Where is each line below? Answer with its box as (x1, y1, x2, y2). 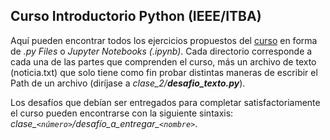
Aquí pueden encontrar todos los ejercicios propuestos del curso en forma (10, 34, 318, 46)
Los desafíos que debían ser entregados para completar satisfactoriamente (10, 96, 321, 108)
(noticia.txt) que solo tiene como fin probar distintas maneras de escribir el (10, 66, 318, 78)
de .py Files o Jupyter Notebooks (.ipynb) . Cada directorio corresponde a (10, 45, 313, 57)
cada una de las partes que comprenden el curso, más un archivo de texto (10, 55, 317, 68)
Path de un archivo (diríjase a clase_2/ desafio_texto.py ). (10, 77, 246, 89)
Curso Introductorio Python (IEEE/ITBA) (10, 8, 262, 25)
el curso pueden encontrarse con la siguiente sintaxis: (10, 107, 234, 119)
